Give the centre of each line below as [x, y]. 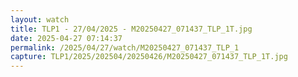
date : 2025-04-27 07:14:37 [66, 38]
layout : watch [40, 19]
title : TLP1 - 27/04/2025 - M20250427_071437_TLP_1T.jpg [131, 29]
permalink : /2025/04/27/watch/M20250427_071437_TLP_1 [125, 47]
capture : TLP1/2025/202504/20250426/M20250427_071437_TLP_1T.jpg [149, 57]
